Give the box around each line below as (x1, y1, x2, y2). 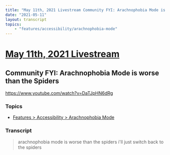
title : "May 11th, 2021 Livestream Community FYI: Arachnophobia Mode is (5, 7, 166, 13)
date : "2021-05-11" (5, 12, 47, 17)
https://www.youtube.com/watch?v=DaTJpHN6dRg (5, 90, 113, 96)
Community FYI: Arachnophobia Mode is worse (5, 68, 159, 77)
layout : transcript (5, 17, 47, 22)
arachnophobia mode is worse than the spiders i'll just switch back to (17, 139, 164, 145)
